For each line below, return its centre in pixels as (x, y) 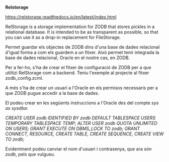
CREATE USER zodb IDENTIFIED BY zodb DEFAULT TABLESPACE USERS (80, 118)
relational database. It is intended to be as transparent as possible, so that (82, 32)
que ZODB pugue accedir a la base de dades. (52, 93)
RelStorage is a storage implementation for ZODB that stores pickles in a (80, 27)
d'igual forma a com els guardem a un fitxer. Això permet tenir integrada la (82, 52)
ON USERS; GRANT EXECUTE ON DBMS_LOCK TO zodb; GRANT (73, 128)
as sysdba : (17, 108)
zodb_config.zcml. (24, 78)
